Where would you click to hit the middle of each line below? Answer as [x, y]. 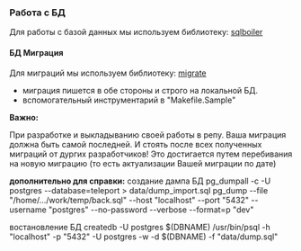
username [28, 210]
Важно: [24, 117]
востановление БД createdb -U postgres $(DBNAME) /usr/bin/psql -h [140, 227]
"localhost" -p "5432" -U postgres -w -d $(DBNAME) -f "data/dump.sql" [144, 237]
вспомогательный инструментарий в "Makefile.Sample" [129, 100]
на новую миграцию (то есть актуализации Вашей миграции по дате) [143, 163]
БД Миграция [36, 52]
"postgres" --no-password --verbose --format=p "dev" [151, 210]
